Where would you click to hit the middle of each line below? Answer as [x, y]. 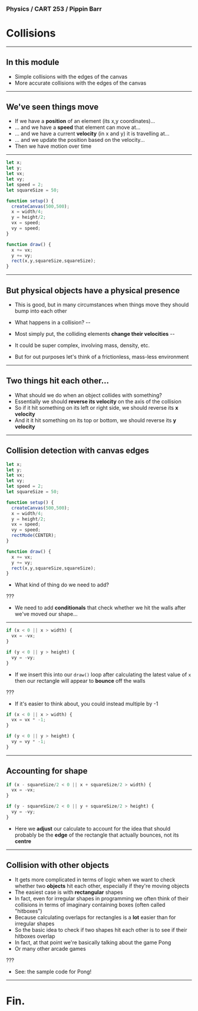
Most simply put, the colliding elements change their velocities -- [95, 334]
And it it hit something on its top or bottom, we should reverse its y [95, 420]
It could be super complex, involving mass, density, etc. [82, 345]
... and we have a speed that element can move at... [77, 127]
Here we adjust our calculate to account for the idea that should [93, 828]
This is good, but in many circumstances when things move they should [102, 305]
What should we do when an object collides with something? [88, 395]
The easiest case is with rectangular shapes [69, 892]
